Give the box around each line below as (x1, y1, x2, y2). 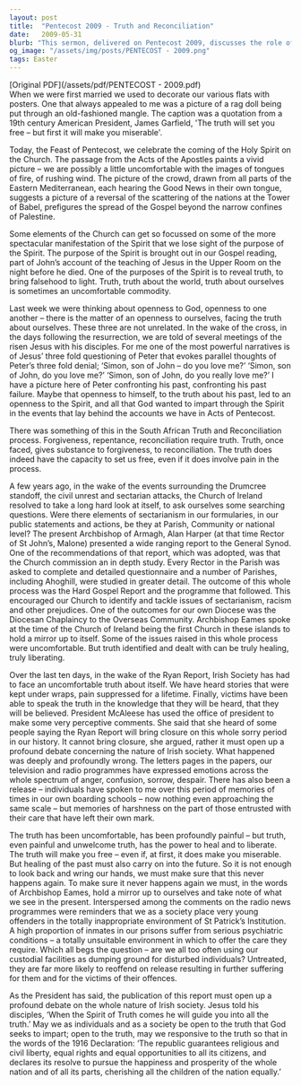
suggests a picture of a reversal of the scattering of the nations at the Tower (9, 192, 291, 203)
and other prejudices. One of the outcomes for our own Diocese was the (9, 604, 277, 615)
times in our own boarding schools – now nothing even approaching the (9, 794, 274, 804)
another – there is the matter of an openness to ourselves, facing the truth (9, 313, 282, 323)
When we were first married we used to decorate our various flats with (9, 89, 271, 100)
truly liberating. (9, 652, 65, 663)
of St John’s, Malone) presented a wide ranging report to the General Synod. (9, 538, 291, 548)
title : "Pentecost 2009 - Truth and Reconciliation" (9, 22, 215, 30)
